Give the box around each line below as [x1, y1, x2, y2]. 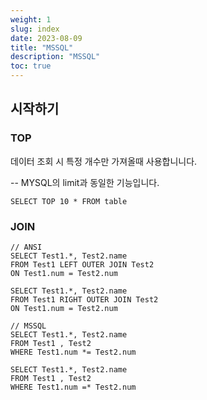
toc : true [10, 61, 52, 71]
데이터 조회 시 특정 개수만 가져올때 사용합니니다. [10, 155, 198, 167]
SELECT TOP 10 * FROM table [10, 196, 128, 206]
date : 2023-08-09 [10, 33, 83, 43]
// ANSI [10, 242, 43, 252]
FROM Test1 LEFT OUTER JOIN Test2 [10, 259, 155, 270]
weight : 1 [10, 14, 52, 25]
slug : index [10, 24, 60, 34]
